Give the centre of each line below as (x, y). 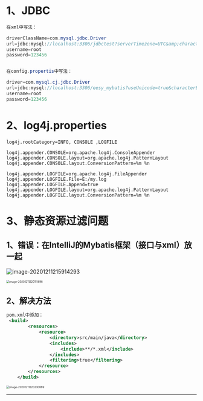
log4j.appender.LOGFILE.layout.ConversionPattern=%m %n (78, 195)
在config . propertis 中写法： (39, 72)
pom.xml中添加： (25, 315)
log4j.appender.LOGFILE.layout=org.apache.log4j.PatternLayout (88, 190)
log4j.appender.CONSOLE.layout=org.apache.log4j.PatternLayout (88, 158)
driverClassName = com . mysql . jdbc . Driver (56, 38)
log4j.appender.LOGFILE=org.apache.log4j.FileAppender (77, 174)
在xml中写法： (22, 27)
